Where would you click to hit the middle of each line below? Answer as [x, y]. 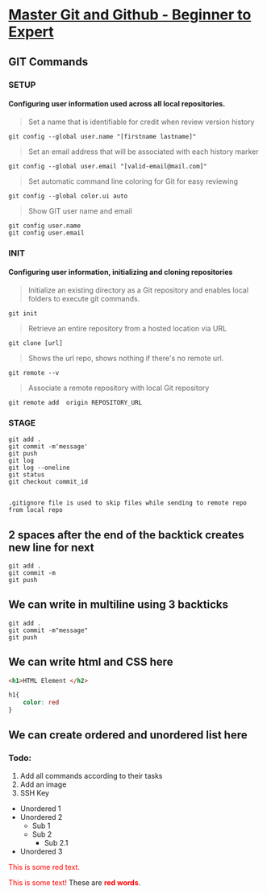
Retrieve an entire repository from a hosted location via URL [127, 328]
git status [27, 475]
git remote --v [34, 372]
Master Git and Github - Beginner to [130, 15]
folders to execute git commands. [84, 298]
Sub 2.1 [56, 842]
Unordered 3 [41, 851]
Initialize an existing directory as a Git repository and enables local [138, 290]
